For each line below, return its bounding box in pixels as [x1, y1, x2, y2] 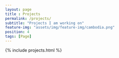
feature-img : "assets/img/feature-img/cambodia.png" [5, 25, 115, 30]
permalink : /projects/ [5, 16, 51, 21]
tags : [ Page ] [5, 34, 32, 39]
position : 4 [5, 29, 29, 34]
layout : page [5, 7, 32, 12]
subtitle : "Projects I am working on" [5, 20, 84, 26]
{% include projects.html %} [5, 47, 62, 53]
